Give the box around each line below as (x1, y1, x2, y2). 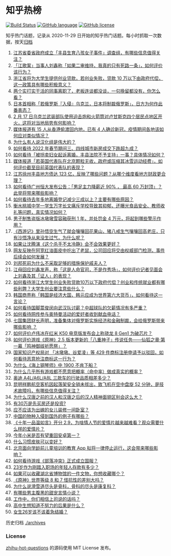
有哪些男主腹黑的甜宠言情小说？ (13, 489, 80, 495)
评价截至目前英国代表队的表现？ (17, 164, 85, 170)
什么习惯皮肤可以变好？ (13, 438, 63, 444)
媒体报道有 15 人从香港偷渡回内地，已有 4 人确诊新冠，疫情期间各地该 (13, 126, 160, 132)
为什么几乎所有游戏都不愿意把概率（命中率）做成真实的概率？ (13, 368, 143, 374)
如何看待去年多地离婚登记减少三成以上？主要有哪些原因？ (13, 196, 134, 202)
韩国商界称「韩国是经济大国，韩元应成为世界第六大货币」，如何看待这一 (13, 292, 163, 298)
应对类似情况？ (17, 132, 49, 138)
